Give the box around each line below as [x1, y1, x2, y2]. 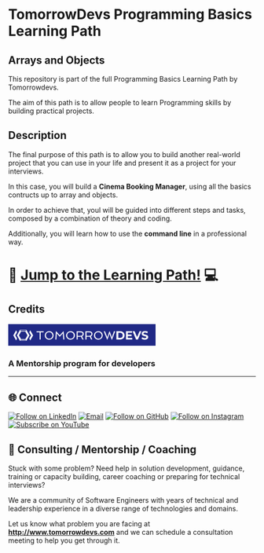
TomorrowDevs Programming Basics [8, 5, 253, 24]
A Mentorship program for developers [8, 357, 156, 368]
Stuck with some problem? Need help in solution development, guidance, [8, 463, 245, 473]
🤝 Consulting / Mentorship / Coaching [8, 442, 197, 456]
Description [8, 129, 67, 142]
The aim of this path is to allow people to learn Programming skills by [8, 98, 232, 107]
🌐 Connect [8, 390, 62, 404]
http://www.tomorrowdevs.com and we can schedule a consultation [8, 527, 233, 537]
